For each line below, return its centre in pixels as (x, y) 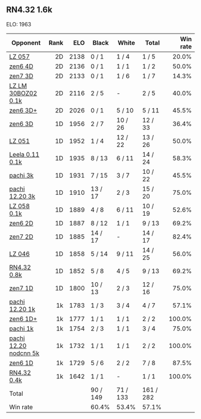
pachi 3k (22, 175)
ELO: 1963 (19, 24)
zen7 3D (21, 76)
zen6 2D (21, 223)
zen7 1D (21, 288)
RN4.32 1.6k (29, 10)
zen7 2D (21, 237)
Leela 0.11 (25, 154)
